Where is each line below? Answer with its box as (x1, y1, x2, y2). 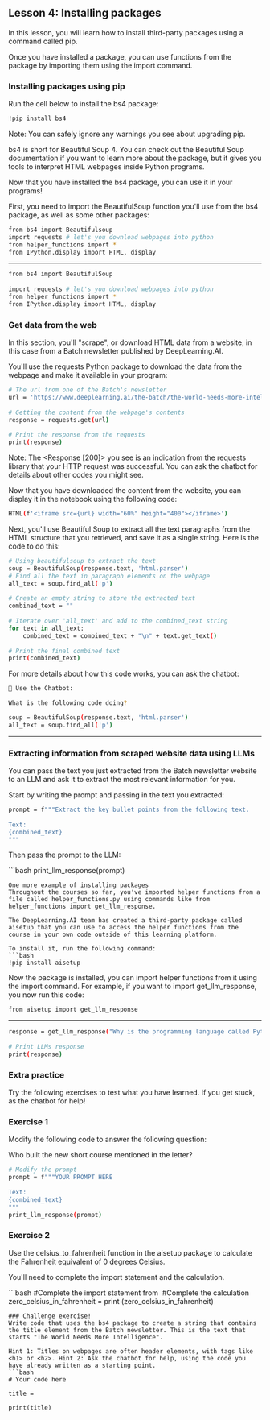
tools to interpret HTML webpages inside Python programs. (8, 161, 205, 172)
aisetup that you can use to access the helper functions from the (8, 924, 239, 932)
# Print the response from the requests (8, 431, 146, 439)
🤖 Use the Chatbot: (8, 685, 74, 693)
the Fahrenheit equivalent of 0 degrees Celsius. (8, 1256, 166, 1266)
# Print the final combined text (8, 647, 121, 655)
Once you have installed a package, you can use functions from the (8, 52, 232, 61)
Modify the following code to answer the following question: (8, 1135, 207, 1145)
